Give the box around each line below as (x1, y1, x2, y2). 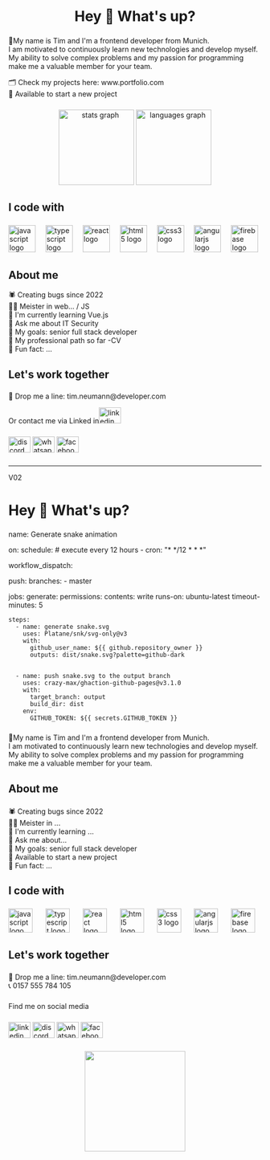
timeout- (231, 592, 260, 602)
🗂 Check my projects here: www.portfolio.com (8, 78, 165, 88)
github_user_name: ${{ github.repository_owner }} (29, 644, 203, 652)
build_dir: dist (29, 700, 84, 709)
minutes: (8, 600, 38, 610)
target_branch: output (29, 693, 106, 701)
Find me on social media (8, 1002, 90, 1011)
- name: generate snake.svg (15, 623, 110, 631)
